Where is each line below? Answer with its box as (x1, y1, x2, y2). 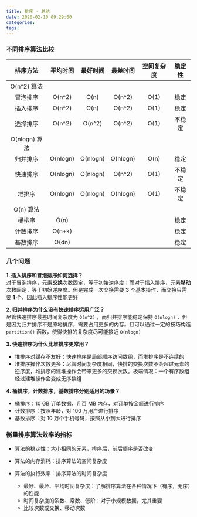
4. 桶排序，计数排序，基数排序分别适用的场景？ (6, 387, 120, 394)
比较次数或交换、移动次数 (23, 505, 86, 512)
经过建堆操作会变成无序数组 (14, 375, 82, 382)
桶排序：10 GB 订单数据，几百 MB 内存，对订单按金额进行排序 (14, 400, 165, 407)
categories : (6, 19, 35, 25)
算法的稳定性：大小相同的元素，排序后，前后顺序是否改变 (14, 445, 154, 452)
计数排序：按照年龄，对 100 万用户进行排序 (14, 407, 119, 414)
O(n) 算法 (13, 205, 40, 213)
